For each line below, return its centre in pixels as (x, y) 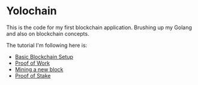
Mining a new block (39, 69)
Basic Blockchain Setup (44, 56)
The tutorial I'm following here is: (47, 45)
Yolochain (31, 11)
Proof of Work (32, 63)
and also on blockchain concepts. (48, 33)
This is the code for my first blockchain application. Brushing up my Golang (99, 27)
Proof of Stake (33, 75)
